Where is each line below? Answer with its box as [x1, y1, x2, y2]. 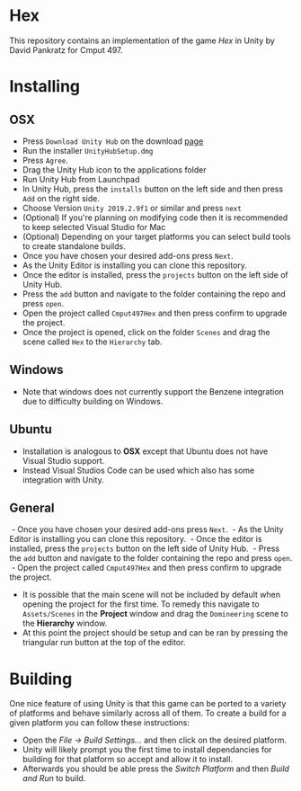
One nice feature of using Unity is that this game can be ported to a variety [9, 698, 287, 709]
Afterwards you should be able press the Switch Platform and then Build [22, 763, 290, 774]
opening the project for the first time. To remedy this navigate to [22, 599, 260, 609]
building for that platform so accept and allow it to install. [22, 754, 234, 765]
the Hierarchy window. [22, 618, 108, 629]
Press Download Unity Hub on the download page [22, 136, 204, 147]
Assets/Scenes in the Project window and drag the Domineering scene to [22, 609, 289, 619]
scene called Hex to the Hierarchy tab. [22, 336, 163, 347]
